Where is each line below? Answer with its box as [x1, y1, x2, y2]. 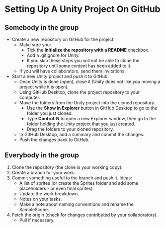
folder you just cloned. [26, 110, 73, 116]
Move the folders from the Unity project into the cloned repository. [19, 100, 156, 105]
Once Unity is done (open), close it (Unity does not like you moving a [19, 78, 161, 84]
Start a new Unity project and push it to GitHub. [11, 74, 109, 79]
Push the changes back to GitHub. [19, 137, 90, 143]
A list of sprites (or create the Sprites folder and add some [19, 180, 139, 186]
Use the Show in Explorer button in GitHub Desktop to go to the [26, 105, 158, 111]
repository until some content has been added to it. [26, 63, 132, 69]
